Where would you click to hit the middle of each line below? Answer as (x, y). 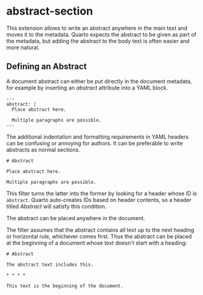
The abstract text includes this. (50, 265)
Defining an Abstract (46, 67)
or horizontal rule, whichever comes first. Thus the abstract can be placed (99, 236)
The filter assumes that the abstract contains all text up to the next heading (100, 230)
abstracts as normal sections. (43, 150)
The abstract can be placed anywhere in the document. (76, 218)
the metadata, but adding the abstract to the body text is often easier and (98, 41)
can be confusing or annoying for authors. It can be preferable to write (95, 143)
